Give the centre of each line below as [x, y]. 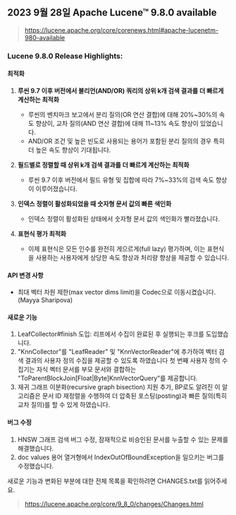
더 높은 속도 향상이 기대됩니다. [69, 150]
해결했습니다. [36, 448]
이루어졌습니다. [56, 189]
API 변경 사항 [25, 275]
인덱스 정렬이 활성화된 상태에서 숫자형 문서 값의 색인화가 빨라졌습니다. [124, 218]
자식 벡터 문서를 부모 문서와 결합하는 [86, 369]
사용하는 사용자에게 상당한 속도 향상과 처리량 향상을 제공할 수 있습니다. [132, 257]
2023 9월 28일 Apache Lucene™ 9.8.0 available [112, 13]
